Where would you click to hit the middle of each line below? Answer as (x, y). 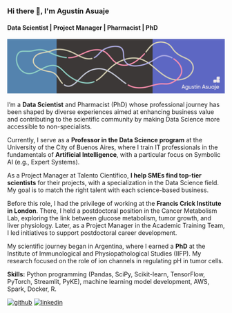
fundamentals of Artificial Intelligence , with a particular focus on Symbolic (114, 155)
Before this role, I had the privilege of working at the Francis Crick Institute (114, 204)
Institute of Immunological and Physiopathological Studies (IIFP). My (104, 254)
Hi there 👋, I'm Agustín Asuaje (58, 11)
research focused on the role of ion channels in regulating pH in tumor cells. (115, 261)
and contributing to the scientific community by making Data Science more (114, 120)
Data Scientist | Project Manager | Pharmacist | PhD (83, 28)
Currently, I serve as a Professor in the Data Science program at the (105, 140)
